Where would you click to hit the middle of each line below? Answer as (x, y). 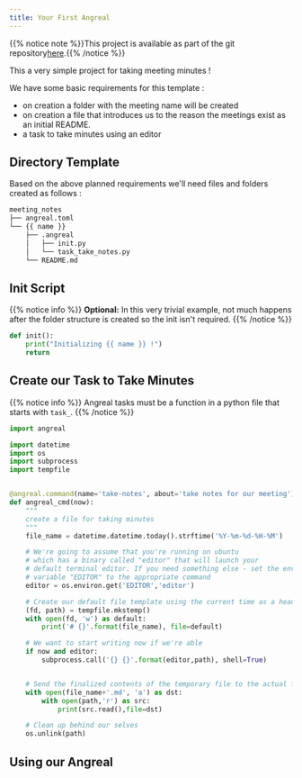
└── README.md (52, 260)
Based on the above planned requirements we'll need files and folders (139, 184)
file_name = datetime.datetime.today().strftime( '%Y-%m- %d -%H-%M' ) (154, 536)
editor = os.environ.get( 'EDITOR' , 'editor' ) (110, 585)
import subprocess (44, 461)
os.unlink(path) (56, 734)
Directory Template (64, 163)
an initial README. (57, 124)
